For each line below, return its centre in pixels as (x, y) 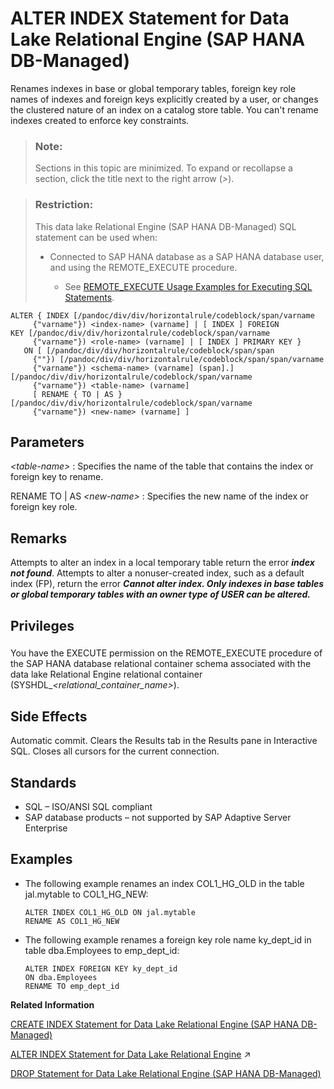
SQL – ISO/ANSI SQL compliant (88, 807)
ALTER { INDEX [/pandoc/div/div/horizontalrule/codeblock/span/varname (162, 315)
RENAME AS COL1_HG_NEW (72, 921)
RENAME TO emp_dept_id (72, 986)
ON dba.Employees (61, 977)
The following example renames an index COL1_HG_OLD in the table (164, 883)
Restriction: (64, 205)
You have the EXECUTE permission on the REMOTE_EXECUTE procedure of (166, 653)
